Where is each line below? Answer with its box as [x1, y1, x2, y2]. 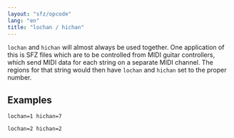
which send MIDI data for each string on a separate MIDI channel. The [7, 58, 214, 67]
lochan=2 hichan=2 [7, 125, 62, 132]
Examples [7, 94, 52, 106]
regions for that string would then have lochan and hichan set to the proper [7, 65, 227, 75]
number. [7, 73, 32, 82]
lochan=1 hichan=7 [7, 113, 62, 120]
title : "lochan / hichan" [7, 23, 84, 31]
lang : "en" [7, 17, 40, 24]
